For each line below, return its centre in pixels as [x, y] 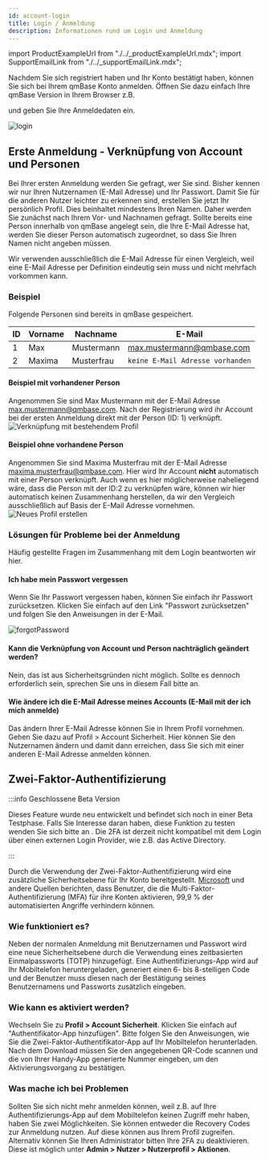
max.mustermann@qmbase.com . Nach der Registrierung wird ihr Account [130, 409]
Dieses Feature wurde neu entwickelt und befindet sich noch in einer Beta [130, 814]
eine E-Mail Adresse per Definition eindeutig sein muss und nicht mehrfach [132, 267]
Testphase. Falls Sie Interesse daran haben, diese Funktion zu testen [122, 823]
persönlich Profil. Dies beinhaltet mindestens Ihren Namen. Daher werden [130, 209]
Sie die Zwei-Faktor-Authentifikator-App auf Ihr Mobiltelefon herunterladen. [133, 1042]
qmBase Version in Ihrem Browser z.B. [71, 95]
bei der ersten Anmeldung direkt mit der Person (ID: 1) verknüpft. [115, 418]
